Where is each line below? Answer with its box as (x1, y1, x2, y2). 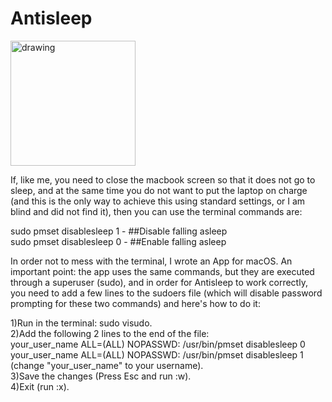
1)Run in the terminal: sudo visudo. (10, 317, 153, 329)
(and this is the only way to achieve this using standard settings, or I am (10, 195, 306, 207)
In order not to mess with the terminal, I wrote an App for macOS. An (10, 255, 293, 267)
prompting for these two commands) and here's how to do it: (10, 297, 261, 309)
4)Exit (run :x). (10, 380, 70, 392)
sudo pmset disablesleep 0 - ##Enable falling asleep (10, 235, 227, 247)
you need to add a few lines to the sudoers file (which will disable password (10, 287, 323, 299)
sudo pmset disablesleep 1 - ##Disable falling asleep (10, 225, 228, 237)
